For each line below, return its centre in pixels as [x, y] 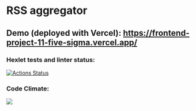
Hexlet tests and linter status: [51, 59]
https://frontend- [156, 33]
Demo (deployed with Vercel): [64, 33]
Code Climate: [28, 89]
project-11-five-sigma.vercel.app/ [72, 42]
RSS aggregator [47, 11]
